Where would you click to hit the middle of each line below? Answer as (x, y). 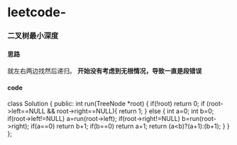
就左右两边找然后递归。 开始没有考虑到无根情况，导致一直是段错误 (105, 71)
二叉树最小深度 (33, 36)
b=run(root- (199, 118)
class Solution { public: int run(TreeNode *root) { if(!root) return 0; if (106, 103)
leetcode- (37, 12)
